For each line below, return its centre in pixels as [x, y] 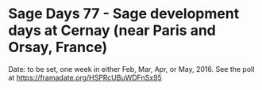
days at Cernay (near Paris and [112, 30]
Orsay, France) [58, 47]
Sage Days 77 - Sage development [124, 14]
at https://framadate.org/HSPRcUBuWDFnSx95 [85, 77]
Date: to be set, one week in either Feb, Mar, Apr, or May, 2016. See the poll [131, 69]
